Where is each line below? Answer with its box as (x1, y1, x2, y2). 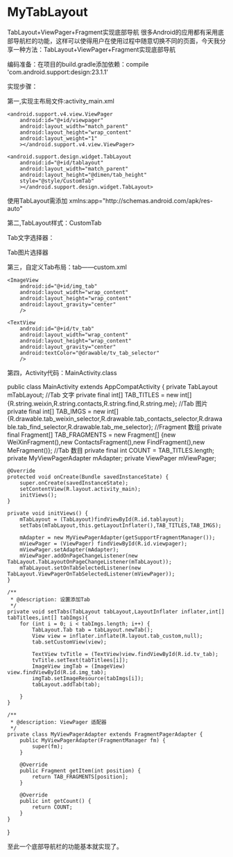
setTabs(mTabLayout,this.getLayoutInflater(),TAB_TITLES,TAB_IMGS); (19, 521, 222, 529)
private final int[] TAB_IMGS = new (7, 407, 106, 415)
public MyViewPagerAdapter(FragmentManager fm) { (19, 736, 166, 744)
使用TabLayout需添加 (7, 196, 68, 205)
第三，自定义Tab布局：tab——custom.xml (7, 263, 127, 271)
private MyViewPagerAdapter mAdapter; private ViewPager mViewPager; (7, 453, 217, 462)
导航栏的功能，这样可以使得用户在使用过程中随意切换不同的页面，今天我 (12, 36, 220, 45)
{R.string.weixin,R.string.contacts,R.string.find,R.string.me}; (7, 399, 178, 408)
